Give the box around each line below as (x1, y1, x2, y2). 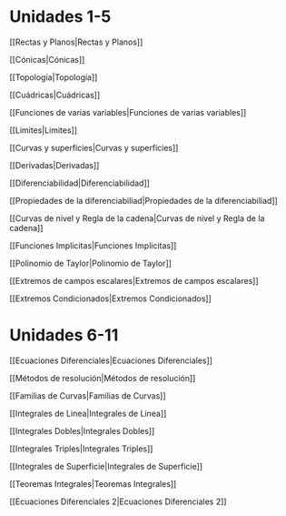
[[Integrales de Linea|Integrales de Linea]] (9, 408, 167, 419)
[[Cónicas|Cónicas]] (9, 54, 85, 65)
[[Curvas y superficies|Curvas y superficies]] (9, 142, 179, 153)
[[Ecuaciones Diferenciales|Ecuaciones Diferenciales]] (9, 355, 213, 366)
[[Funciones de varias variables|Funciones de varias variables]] (9, 106, 247, 117)
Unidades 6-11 (9, 325, 119, 346)
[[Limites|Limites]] (9, 125, 77, 136)
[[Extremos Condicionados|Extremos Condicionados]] (9, 293, 212, 304)
